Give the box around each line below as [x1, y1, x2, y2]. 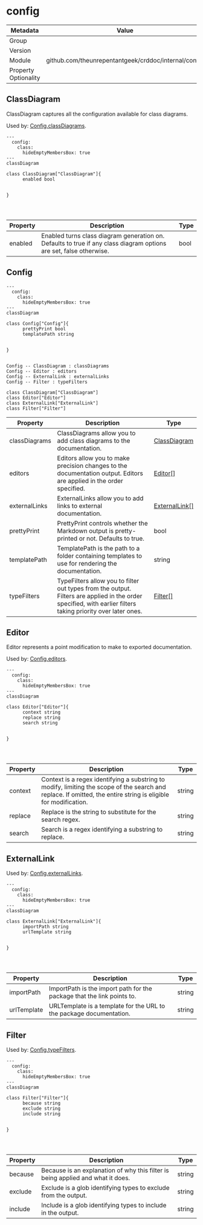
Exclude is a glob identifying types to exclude [41, 1184, 170, 1192]
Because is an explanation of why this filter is [41, 1166, 169, 1174]
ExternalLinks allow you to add [57, 494, 144, 502]
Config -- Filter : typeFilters [6, 379, 88, 385]
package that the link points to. [49, 992, 137, 1001]
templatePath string [22, 331, 74, 337]
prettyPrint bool [22, 325, 66, 332]
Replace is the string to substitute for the [41, 808, 156, 816]
